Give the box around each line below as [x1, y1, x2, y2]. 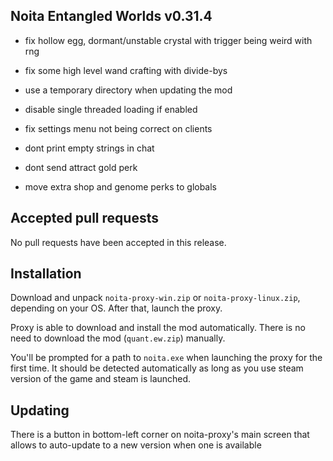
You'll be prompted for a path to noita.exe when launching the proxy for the [10, 352, 323, 364]
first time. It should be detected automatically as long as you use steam [10, 362, 304, 374]
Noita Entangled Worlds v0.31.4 [10, 8, 213, 25]
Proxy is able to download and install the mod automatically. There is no [10, 322, 306, 334]
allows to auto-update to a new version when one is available [10, 439, 262, 451]
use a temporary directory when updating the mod [24, 84, 233, 96]
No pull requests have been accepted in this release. [10, 236, 227, 248]
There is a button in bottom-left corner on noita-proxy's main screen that [10, 429, 310, 441]
